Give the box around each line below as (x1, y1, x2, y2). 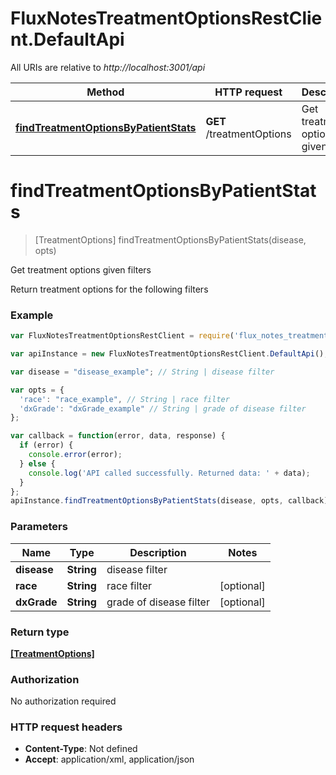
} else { (19, 458, 56, 469)
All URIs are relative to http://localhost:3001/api (10, 61, 206, 73)
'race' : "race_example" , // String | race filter (19, 394, 230, 404)
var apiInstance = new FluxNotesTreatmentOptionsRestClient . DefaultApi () (10, 349, 325, 359)
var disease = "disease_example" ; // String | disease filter (10, 367, 275, 377)
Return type (10, 625, 70, 639)
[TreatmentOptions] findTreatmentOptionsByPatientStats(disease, (34, 233, 307, 246)
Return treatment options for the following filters (10, 283, 209, 295)
